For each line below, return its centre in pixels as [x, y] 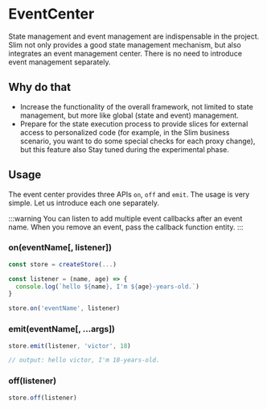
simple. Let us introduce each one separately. [84, 203]
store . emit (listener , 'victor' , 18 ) [70, 346]
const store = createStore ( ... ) [62, 264]
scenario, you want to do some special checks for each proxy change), [138, 141]
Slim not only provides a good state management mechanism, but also [125, 44]
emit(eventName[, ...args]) [62, 329]
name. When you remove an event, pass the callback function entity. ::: [126, 227]
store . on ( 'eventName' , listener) [64, 308]
